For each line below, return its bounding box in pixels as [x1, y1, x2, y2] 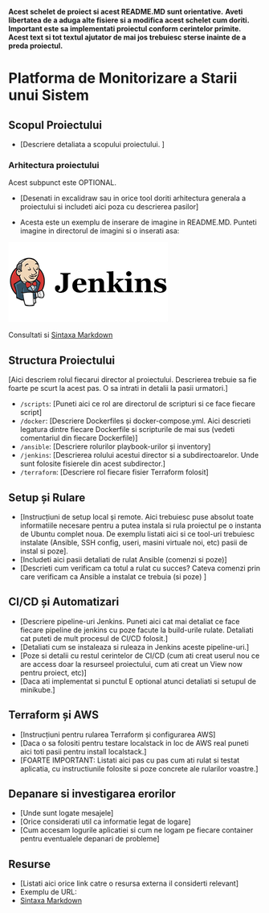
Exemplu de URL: [19, 887, 78, 897]
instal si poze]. [19, 546, 68, 556]
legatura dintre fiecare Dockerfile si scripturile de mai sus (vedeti [19, 425, 235, 434]
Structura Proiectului [8, 353, 115, 367]
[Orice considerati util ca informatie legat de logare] [19, 816, 191, 827]
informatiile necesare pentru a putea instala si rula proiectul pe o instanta [19, 520, 262, 530]
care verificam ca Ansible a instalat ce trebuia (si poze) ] [19, 571, 207, 582]
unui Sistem [8, 86, 90, 105]
